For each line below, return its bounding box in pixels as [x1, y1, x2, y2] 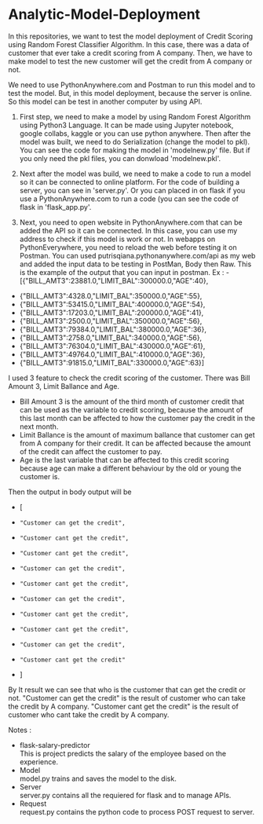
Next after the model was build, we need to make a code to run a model [19, 169, 251, 178]
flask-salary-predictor [19, 740, 90, 749]
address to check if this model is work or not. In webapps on [19, 234, 216, 244]
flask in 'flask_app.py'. [19, 202, 92, 211]
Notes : [8, 725, 31, 734]
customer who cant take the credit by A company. [8, 709, 170, 720]
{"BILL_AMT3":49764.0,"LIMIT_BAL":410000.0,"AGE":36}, [19, 350, 206, 359]
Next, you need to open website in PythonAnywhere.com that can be [19, 218, 243, 227]
